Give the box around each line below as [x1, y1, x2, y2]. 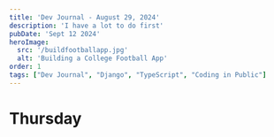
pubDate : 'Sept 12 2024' [9, 29, 101, 38]
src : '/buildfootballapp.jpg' [17, 46, 128, 55]
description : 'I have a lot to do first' [9, 21, 164, 30]
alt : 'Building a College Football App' [17, 54, 168, 63]
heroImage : [9, 37, 49, 47]
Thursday [9, 108, 82, 128]
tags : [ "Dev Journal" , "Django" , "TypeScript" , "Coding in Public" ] [9, 71, 267, 80]
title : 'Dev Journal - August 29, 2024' [9, 12, 161, 22]
